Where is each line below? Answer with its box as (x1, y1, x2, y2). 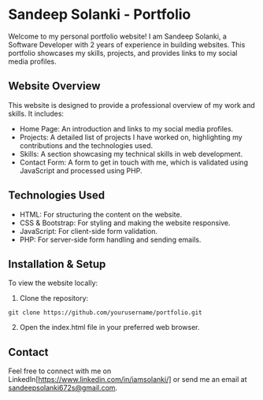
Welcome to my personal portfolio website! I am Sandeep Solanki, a (8, 31, 227, 41)
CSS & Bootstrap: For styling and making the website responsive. (19, 218, 231, 228)
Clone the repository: (19, 294, 89, 303)
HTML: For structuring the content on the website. (19, 209, 183, 219)
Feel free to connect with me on (8, 366, 112, 376)
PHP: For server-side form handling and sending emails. (19, 235, 202, 244)
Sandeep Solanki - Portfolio (8, 6, 191, 24)
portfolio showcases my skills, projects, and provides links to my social (8, 48, 238, 57)
